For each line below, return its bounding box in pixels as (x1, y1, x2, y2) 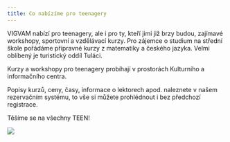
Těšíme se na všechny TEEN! (7, 114, 90, 122)
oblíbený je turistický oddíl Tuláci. (7, 51, 103, 60)
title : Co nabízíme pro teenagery (7, 10, 107, 17)
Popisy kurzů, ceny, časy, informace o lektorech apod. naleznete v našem (7, 85, 218, 94)
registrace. (7, 100, 38, 108)
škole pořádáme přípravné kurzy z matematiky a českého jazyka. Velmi (7, 44, 210, 52)
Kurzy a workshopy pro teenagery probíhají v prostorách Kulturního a (7, 64, 205, 73)
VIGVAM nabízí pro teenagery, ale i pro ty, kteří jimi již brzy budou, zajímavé (7, 29, 223, 37)
